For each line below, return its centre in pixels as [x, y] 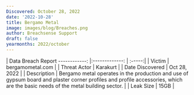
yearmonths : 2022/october [38, 45]
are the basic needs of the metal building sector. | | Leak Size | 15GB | [90, 86]
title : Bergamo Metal [33, 22]
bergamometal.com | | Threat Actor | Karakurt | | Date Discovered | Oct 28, [96, 67]
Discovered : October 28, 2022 [43, 11]
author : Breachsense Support [42, 33]
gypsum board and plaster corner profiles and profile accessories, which [94, 79]
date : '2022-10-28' [30, 17]
